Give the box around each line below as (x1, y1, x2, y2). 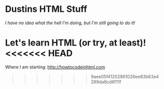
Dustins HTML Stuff (5, 3, 88, 15)
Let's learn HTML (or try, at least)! (5, 37, 146, 48)
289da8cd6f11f (91, 79, 122, 85)
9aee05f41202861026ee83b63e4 (91, 73, 159, 80)
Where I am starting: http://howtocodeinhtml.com (5, 64, 105, 70)
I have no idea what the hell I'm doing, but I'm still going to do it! (5, 20, 135, 26)
